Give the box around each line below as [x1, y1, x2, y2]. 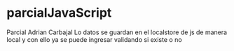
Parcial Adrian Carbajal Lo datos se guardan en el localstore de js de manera [6, 28, 228, 36]
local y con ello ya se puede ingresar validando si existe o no [6, 35, 183, 43]
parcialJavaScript [6, 5, 112, 21]
